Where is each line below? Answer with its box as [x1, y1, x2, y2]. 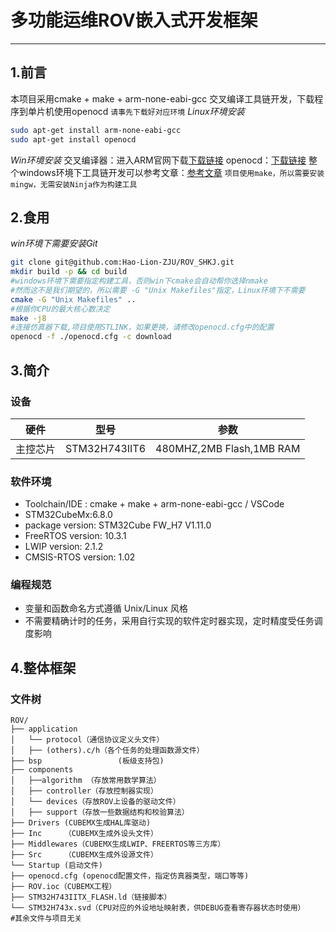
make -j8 [10, 313, 47, 323]
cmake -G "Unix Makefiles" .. [10, 294, 137, 305]
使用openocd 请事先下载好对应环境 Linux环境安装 [53, 105, 245, 117]
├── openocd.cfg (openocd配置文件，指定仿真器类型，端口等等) [10, 871, 250, 881]
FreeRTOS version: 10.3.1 [24, 530, 127, 542]
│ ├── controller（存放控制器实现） [10, 786, 158, 796]
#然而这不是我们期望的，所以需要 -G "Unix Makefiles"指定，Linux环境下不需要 [10, 285, 306, 295]
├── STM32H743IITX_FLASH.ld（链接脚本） [10, 892, 172, 903]
